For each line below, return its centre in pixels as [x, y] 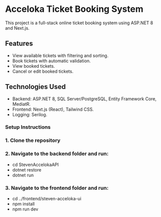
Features [19, 44]
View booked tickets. [34, 66]
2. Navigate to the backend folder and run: [57, 154]
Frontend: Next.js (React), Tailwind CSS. [53, 109]
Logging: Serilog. [30, 114]
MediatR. [21, 104]
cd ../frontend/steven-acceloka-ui [47, 198]
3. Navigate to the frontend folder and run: [57, 188]
